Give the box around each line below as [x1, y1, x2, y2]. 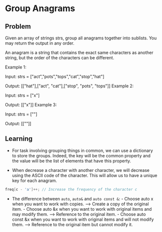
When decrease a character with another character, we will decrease [12, 167, 150, 173]
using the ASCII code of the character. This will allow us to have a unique [12, 172, 158, 178]
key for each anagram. [12, 178, 57, 183]
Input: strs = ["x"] [5, 93, 40, 98]
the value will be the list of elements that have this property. [12, 158, 132, 164]
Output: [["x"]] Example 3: [5, 102, 57, 107]
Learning [5, 134, 33, 143]
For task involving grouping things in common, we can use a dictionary [12, 148, 153, 153]
